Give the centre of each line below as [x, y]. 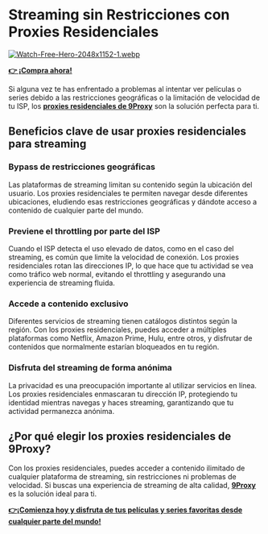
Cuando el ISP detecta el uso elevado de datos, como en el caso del [121, 248]
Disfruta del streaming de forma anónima [91, 368]
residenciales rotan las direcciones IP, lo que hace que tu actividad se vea [131, 265]
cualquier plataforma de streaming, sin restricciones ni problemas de [122, 477]
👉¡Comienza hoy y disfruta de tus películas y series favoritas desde [126, 510]
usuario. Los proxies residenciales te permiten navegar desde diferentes [128, 193]
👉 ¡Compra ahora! [40, 70]
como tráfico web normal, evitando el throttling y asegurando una [117, 274]
